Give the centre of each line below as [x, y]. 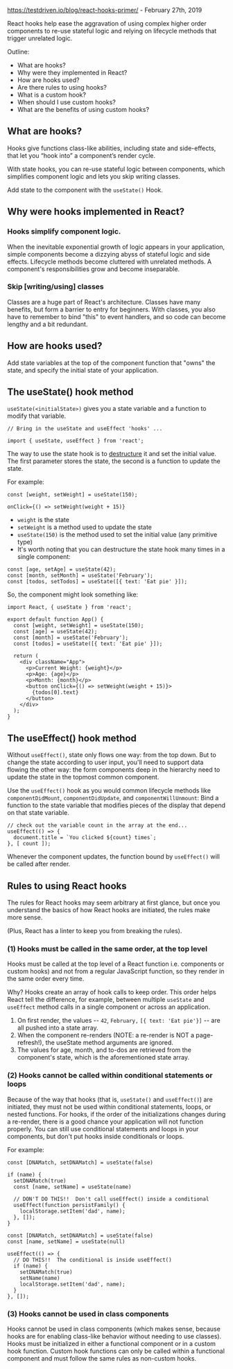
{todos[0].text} [55, 692]
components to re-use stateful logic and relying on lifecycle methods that [112, 31]
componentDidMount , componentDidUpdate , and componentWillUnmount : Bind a [113, 798]
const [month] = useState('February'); [71, 638]
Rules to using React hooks [67, 886]
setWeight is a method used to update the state [85, 527]
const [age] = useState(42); [55, 632]
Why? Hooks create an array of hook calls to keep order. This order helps [112, 992]
